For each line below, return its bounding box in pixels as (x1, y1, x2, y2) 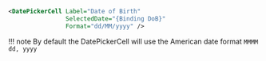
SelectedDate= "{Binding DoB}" (65, 14, 166, 23)
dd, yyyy (8, 44, 38, 53)
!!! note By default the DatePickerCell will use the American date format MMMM (8, 36, 259, 46)
